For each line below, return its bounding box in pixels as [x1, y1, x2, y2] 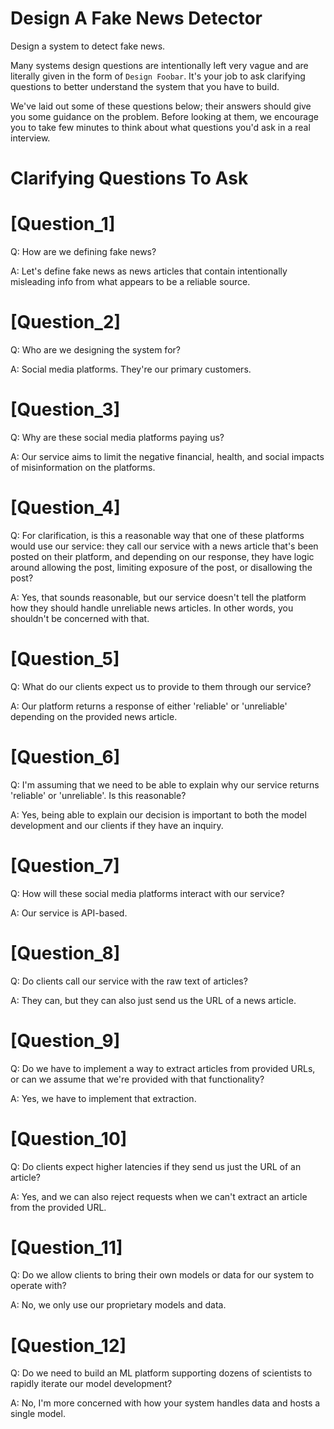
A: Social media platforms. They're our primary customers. [10, 363, 252, 375]
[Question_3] [10, 398, 121, 421]
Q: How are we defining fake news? [10, 246, 157, 258]
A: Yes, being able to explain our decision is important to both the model [10, 808, 307, 821]
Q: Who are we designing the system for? [10, 344, 181, 356]
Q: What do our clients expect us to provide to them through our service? [10, 680, 312, 692]
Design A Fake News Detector [10, 7, 263, 30]
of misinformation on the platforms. [10, 461, 156, 473]
